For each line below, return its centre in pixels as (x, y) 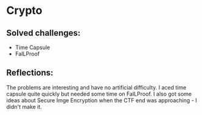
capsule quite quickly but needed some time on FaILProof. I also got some (99, 94)
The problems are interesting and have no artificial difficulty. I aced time (96, 87)
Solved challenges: (44, 33)
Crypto (24, 11)
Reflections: (30, 73)
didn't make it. (24, 107)
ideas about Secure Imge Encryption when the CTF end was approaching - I (102, 100)
